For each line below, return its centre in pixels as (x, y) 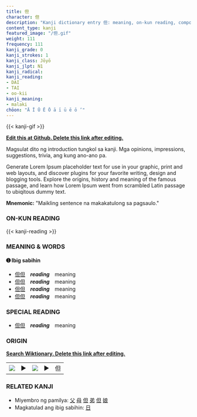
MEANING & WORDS (36, 246)
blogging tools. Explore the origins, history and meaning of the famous (91, 179)
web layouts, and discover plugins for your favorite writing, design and (91, 173)
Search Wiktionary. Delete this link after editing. (66, 354)
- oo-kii (17, 93)
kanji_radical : (25, 72)
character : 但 (23, 17)
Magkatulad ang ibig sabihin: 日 (52, 407)
